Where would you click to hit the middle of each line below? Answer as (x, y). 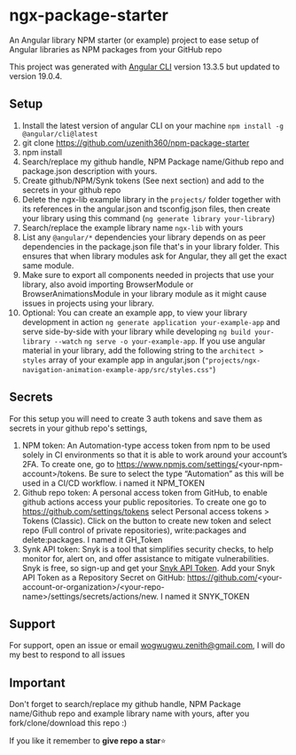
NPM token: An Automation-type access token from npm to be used (146, 445)
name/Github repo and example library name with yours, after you (129, 714)
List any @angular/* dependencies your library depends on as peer (144, 237)
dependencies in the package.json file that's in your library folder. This (151, 246)
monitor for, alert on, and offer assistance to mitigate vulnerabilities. (145, 558)
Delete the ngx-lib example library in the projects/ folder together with (151, 199)
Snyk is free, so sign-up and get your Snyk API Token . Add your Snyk (148, 568)
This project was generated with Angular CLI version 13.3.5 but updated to (145, 67)
